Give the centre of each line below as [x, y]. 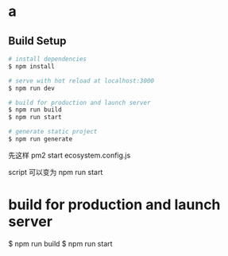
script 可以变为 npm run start [56, 172]
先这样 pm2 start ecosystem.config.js [70, 155]
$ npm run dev [32, 88]
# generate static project [53, 132]
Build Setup [37, 41]
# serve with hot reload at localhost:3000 [81, 81]
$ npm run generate [41, 139]
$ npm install [32, 66]
